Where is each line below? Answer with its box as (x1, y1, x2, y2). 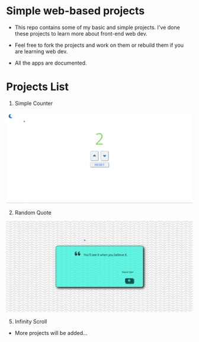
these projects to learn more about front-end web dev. (14, 30, 148, 37)
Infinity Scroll (14, 318, 47, 325)
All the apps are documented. (14, 59, 87, 66)
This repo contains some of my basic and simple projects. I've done (14, 24, 181, 31)
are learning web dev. (14, 47, 68, 55)
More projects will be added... (14, 330, 88, 337)
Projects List (6, 80, 69, 94)
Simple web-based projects (6, 4, 145, 18)
